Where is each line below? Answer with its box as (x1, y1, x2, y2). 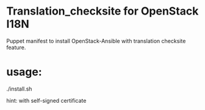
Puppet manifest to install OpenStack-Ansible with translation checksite (6, 37, 186, 44)
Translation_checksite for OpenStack (6, 4, 199, 18)
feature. (6, 44, 26, 51)
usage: (6, 65, 43, 79)
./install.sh (6, 85, 32, 92)
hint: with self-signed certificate (6, 97, 87, 104)
